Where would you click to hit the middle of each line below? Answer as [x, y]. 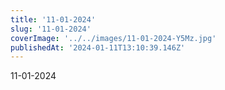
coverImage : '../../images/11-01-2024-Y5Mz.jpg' [113, 38]
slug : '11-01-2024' [51, 29]
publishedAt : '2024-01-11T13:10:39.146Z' [98, 47]
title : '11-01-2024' [53, 19]
